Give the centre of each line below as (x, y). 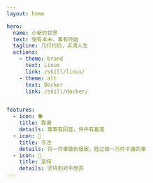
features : (21, 110)
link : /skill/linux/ (55, 72)
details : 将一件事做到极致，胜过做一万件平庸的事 (83, 149)
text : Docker (44, 85)
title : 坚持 (35, 162)
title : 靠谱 (35, 123)
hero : (14, 26)
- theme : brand (41, 59)
